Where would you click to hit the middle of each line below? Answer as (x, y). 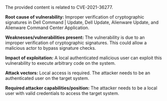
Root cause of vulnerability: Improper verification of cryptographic (75, 17)
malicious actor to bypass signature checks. (51, 48)
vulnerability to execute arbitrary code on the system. (60, 63)
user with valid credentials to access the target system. (62, 93)
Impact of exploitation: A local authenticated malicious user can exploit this (83, 58)
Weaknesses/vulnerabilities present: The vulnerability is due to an (75, 37)
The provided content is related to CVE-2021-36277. (59, 7)
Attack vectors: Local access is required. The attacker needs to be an (78, 73)
